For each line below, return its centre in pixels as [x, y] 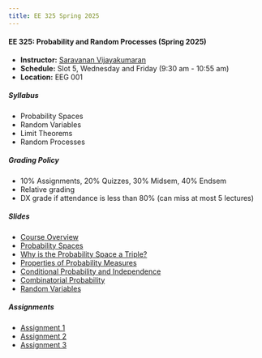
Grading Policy [34, 160]
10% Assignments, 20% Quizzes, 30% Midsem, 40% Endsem [123, 181]
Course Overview [49, 237]
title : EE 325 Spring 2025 [54, 16]
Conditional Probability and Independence [90, 271]
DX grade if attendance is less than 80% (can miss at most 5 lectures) [137, 198]
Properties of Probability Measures [78, 262]
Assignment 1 [43, 327]
